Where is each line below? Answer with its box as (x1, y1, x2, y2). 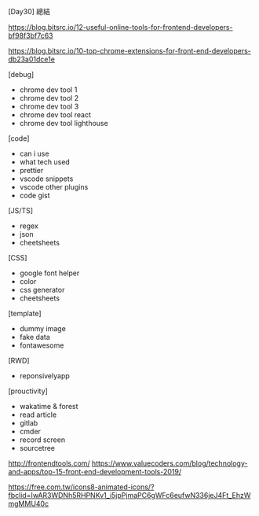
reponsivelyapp (19, 371, 71, 380)
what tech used (19, 157, 71, 167)
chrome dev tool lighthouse (19, 119, 108, 127)
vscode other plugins (19, 182, 89, 191)
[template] (8, 309, 42, 318)
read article (19, 410, 57, 419)
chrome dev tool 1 (19, 85, 78, 94)
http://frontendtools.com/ (8, 459, 90, 468)
